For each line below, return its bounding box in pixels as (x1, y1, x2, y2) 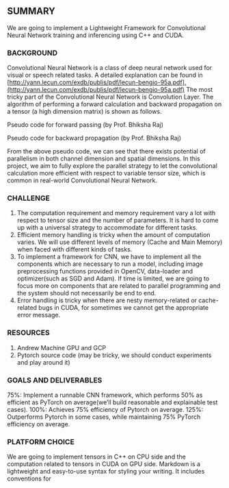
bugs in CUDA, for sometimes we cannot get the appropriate (38, 304, 209, 312)
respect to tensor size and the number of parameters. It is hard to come (16, 216, 219, 225)
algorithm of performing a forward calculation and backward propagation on (7, 100, 222, 108)
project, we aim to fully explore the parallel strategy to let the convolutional (7, 162, 217, 170)
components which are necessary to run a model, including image (16, 260, 204, 268)
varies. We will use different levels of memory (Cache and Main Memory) (16, 238, 223, 246)
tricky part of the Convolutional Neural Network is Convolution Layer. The (7, 93, 214, 101)
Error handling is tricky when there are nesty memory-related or (16, 296, 197, 304)
